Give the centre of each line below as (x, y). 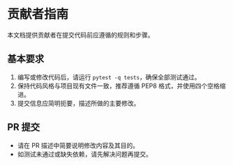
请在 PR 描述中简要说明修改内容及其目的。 (78, 145)
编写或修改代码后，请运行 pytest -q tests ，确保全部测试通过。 (109, 77)
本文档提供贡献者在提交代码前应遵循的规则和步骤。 (81, 35)
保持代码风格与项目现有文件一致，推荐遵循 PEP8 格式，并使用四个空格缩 (121, 86)
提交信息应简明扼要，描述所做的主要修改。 (78, 103)
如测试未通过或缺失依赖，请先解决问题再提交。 (84, 154)
